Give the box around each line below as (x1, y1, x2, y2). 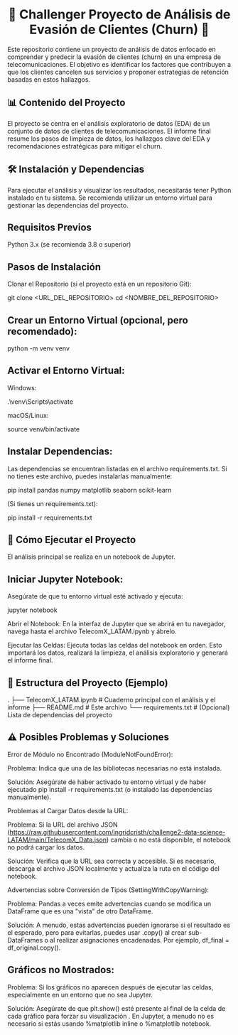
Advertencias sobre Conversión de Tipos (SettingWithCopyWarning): (7, 885, 210, 894)
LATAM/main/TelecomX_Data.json (7, 835, 107, 844)
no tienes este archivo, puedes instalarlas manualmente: (7, 472, 173, 481)
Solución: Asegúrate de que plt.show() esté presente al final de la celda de (7, 1004, 226, 1012)
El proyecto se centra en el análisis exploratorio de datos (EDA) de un (7, 119, 210, 127)
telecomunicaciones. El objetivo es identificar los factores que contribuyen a (7, 60, 232, 68)
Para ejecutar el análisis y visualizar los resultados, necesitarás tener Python (7, 186, 232, 194)
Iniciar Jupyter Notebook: (7, 573, 124, 585)
